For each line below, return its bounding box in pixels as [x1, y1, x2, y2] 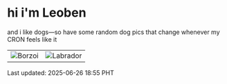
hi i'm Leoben [7, 5, 87, 21]
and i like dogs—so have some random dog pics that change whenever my [7, 28, 220, 36]
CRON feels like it [7, 35, 57, 43]
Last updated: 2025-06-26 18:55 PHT [7, 68, 114, 77]
